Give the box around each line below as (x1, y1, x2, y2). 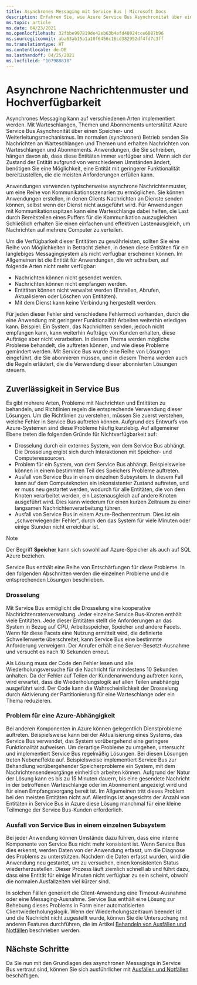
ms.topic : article (6, 19, 51, 25)
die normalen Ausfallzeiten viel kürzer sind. (6, 878, 110, 885)
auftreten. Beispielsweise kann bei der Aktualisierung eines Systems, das (6, 731, 183, 738)
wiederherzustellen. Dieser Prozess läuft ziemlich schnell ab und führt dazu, (6, 866, 190, 873)
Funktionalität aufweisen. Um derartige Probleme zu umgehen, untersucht (6, 743, 185, 750)
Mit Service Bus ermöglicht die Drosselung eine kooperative (6, 604, 151, 612)
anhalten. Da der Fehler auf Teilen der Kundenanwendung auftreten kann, (6, 672, 184, 679)
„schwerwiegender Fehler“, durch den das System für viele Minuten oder (14, 517, 191, 524)
